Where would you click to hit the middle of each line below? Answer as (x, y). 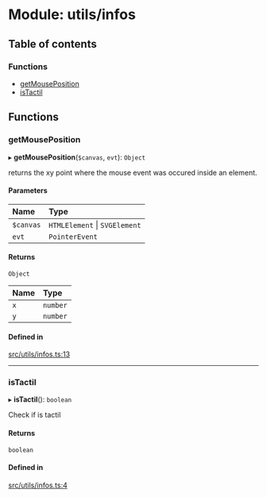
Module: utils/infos (72, 15)
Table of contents (52, 44)
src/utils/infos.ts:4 (38, 485)
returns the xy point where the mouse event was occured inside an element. (133, 172)
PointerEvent (73, 237)
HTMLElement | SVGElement (95, 225)
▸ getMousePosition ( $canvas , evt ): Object (77, 157)
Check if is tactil (35, 415)
